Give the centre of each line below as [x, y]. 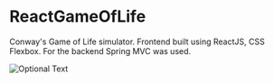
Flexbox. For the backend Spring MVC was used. [100, 51]
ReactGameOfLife [78, 17]
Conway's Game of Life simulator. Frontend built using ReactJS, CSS [137, 41]
